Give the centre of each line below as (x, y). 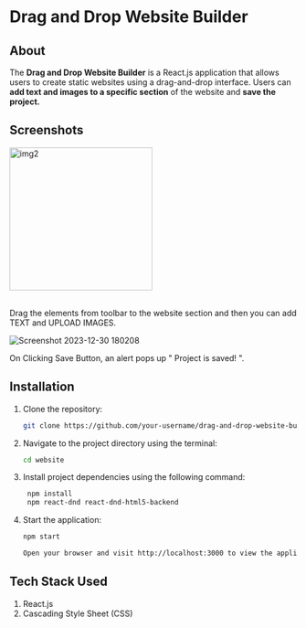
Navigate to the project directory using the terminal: (120, 443)
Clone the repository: (63, 409)
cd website (43, 460)
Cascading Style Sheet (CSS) (78, 613)
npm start (42, 537)
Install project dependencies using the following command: (134, 477)
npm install (50, 494)
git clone (42, 426)
